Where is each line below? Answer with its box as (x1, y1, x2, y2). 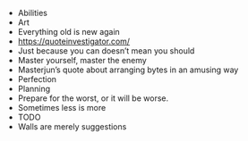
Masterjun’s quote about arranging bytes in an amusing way (17, 64, 239, 75)
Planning (17, 84, 51, 94)
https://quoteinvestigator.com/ (17, 36, 131, 46)
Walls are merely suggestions (17, 121, 127, 132)
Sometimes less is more (17, 103, 107, 112)
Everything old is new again (17, 27, 121, 37)
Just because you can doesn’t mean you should (17, 46, 195, 56)
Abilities (17, 8, 47, 18)
